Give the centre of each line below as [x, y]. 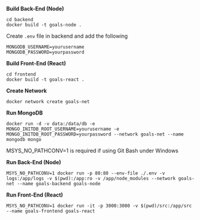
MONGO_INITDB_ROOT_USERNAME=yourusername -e [63, 129]
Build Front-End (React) [36, 63]
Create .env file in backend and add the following [67, 36]
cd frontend [21, 74]
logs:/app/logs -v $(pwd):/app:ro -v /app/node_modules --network [91, 179]
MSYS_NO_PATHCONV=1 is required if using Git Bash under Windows [92, 150]
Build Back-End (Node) [35, 9]
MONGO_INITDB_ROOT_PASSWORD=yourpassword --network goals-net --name [95, 134]
